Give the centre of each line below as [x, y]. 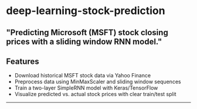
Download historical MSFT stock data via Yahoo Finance [83, 76]
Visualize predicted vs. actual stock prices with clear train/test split [96, 94]
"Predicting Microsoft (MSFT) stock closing [87, 33]
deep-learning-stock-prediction [86, 11]
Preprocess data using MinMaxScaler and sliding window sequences [98, 82]
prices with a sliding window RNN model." [84, 41]
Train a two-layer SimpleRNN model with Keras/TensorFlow [86, 88]
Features [23, 61]
